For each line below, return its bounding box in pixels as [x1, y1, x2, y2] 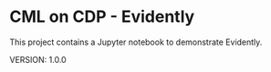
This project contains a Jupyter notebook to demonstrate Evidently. [9, 36, 263, 47]
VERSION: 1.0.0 [9, 54, 67, 65]
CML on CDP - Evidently [9, 6, 195, 27]
